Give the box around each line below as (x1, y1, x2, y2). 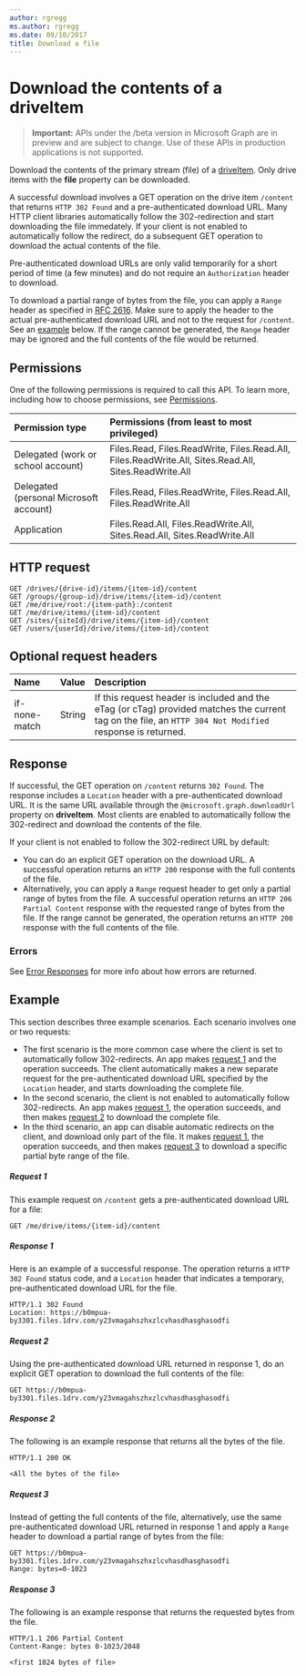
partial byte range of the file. (22, 1150, 130, 1161)
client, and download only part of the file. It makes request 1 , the (22, 1131, 264, 1142)
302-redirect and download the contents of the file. (9, 819, 202, 830)
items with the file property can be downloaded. (9, 174, 191, 185)
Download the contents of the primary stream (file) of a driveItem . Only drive (9, 165, 297, 176)
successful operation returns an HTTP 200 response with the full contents (22, 864, 296, 875)
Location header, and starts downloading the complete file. (22, 1082, 244, 1094)
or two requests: (9, 1026, 71, 1037)
